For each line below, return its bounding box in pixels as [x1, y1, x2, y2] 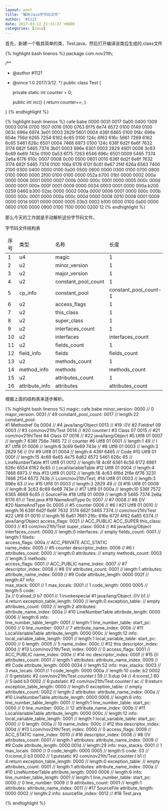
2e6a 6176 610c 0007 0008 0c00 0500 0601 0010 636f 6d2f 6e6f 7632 [5, 156, 153, 162]
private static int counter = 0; [12, 89, 72, 95]
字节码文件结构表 [5, 225, 40, 231]
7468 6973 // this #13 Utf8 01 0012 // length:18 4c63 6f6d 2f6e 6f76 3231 [5, 470, 156, 476]
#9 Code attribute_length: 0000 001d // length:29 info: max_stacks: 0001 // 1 [5, 742, 162, 749]
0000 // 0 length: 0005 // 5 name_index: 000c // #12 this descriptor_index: [5, 641, 158, 647]
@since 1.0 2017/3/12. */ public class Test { [12, 80, 101, 86]
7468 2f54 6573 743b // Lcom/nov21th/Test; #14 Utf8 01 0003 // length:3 [5, 475, 156, 481]
